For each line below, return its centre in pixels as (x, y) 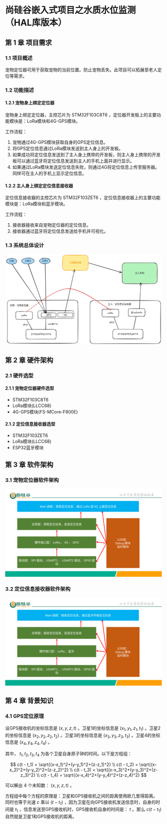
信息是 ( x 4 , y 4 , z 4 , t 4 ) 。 (29, 743)
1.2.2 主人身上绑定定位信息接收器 (39, 186)
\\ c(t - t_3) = (83, 770)
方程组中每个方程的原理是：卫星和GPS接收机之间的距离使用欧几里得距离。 (82, 796)
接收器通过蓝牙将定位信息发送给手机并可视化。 (60, 231)
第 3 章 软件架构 (29, 465)
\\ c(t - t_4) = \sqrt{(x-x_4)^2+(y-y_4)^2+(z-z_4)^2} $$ (91, 775)
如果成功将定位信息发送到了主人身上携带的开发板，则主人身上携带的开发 (86, 154)
